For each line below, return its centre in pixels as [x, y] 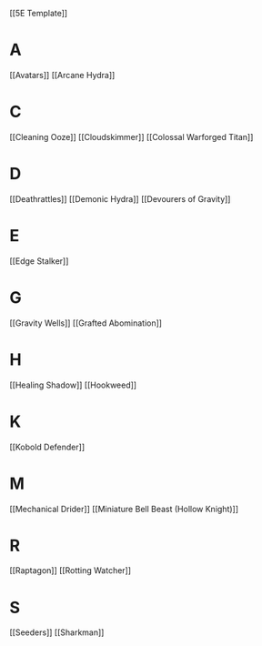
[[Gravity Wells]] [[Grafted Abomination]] [86, 323]
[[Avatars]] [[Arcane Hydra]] [62, 75]
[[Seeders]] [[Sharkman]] [57, 632]
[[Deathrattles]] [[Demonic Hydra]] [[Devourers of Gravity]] [120, 198]
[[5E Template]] [39, 13]
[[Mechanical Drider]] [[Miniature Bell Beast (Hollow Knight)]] [124, 509]
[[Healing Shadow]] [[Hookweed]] [73, 385]
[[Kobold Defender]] [47, 447]
